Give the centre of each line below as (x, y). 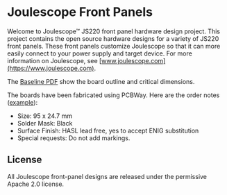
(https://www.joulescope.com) (51, 68)
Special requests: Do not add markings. (74, 138)
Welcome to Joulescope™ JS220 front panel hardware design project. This (114, 31)
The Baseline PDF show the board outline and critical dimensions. (101, 81)
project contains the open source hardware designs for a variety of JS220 (113, 38)
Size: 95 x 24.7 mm (45, 116)
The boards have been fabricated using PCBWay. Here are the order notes (113, 95)
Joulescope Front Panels (80, 12)
